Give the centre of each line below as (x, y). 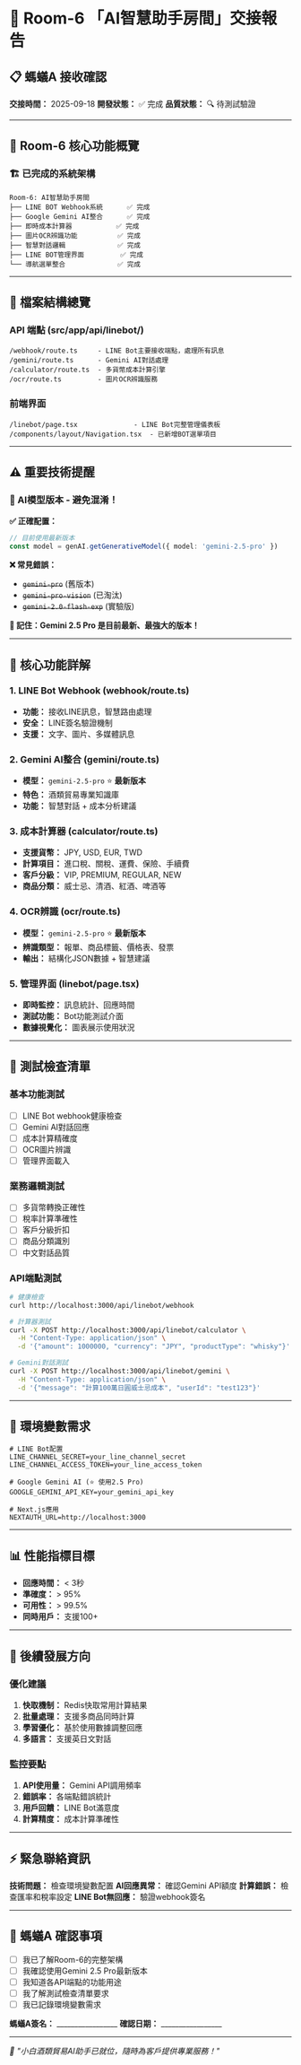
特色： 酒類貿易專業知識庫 (70, 795)
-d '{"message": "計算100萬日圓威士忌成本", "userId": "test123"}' (139, 1388)
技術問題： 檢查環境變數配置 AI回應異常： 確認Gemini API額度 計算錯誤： (144, 1886)
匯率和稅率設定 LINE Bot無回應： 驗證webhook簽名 (111, 1897)
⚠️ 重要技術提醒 (52, 472)
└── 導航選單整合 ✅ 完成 (75, 264)
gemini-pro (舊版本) (58, 584)
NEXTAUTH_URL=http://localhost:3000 (77, 1518)
